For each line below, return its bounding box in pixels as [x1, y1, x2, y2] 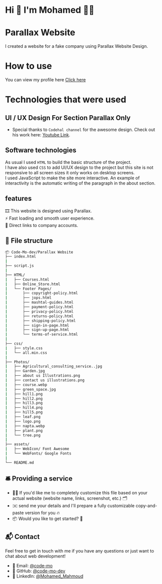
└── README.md [5, 460, 34, 465]
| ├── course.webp [5, 382, 48, 387]
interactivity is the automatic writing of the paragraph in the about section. [5, 180, 156, 186]
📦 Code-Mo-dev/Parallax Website [5, 250, 73, 255]
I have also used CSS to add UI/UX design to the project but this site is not [5, 164, 154, 170]
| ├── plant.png [5, 428, 43, 433]
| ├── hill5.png [5, 410, 43, 415]
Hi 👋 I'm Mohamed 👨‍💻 [5, 4, 95, 16]
